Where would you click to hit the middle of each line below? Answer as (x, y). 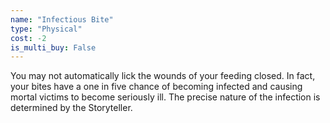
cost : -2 (28, 38)
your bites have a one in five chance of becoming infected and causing (156, 87)
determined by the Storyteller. (71, 108)
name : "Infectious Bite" (62, 19)
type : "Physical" (46, 29)
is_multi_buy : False (53, 47)
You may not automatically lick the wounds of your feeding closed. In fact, (163, 76)
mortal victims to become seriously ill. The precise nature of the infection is (165, 97)
